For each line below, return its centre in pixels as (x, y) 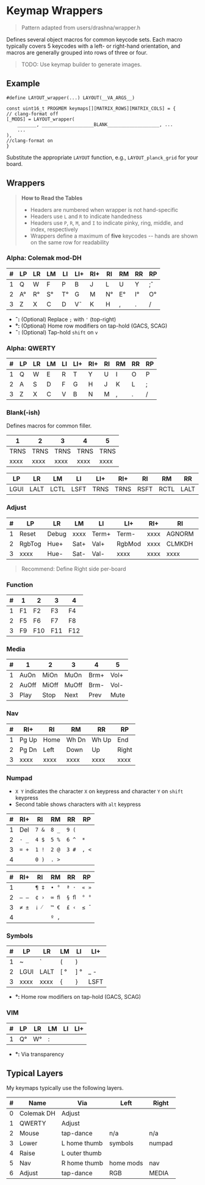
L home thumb (82, 1143)
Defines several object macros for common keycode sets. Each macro (95, 39)
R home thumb (82, 1163)
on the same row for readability (70, 242)
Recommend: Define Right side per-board (74, 569)
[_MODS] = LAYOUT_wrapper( (41, 119)
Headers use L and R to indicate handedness (86, 216)
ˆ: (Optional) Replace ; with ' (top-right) (66, 319)
